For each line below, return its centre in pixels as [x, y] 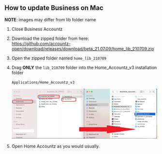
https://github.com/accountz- [41, 44]
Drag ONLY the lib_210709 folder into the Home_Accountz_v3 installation [84, 67]
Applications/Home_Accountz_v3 [43, 82]
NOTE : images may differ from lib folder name [50, 19]
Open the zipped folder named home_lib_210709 [59, 58]
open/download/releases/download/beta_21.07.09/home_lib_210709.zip [83, 48]
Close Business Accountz [37, 29]
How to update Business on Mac [54, 8]
